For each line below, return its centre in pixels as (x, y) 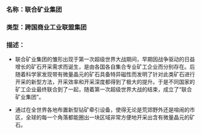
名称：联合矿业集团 (34, 9)
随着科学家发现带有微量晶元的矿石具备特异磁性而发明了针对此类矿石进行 (105, 74)
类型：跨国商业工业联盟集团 (46, 27)
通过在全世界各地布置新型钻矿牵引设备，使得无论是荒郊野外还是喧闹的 (102, 110)
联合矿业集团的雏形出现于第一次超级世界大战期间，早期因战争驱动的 (100, 59)
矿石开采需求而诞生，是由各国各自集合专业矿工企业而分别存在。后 (113, 67)
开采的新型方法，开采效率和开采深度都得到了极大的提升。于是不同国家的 (105, 82)
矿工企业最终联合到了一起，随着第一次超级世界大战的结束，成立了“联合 (103, 89)
